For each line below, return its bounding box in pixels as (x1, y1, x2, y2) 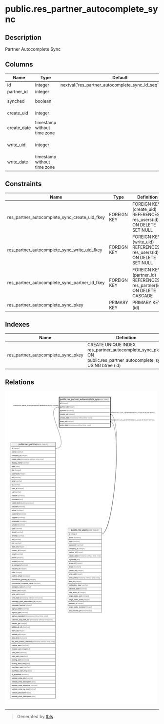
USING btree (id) (87, 362, 121, 368)
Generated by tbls (17, 714, 54, 720)
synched (7, 98, 25, 104)
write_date (7, 159, 28, 165)
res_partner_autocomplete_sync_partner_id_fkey (7, 280, 105, 285)
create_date (7, 125, 31, 131)
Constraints (5, 179, 42, 188)
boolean (35, 98, 52, 104)
